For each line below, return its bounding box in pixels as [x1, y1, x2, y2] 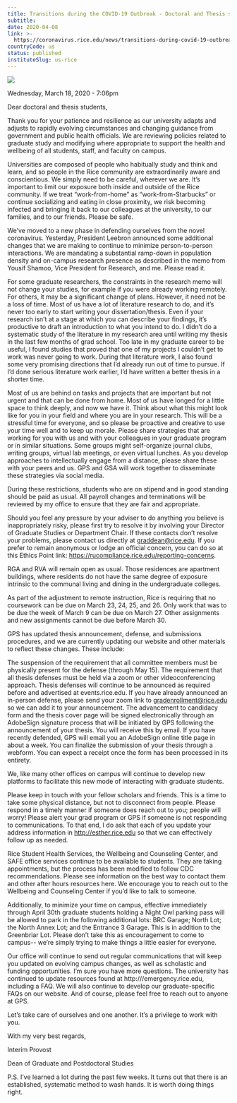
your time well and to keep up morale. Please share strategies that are [7, 426, 210, 434]
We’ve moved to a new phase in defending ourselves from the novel [7, 226, 205, 234]
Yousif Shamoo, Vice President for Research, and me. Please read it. [7, 263, 206, 272]
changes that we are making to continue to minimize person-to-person [7, 241, 213, 249]
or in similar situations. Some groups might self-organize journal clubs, [7, 441, 213, 449]
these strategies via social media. [7, 471, 104, 479]
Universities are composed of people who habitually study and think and [7, 160, 218, 168]
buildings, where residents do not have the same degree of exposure [7, 572, 208, 580]
